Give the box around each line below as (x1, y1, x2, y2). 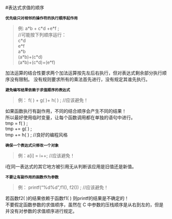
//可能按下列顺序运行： (17, 32, 67, 37)
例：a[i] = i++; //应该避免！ (17, 153, 75, 158)
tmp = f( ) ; (5, 120, 28, 126)
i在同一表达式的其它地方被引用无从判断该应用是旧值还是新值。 (5, 164, 137, 169)
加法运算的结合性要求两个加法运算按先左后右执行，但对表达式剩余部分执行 (5, 70, 162, 76)
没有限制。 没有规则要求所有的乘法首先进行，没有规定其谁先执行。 (9, 76, 150, 82)
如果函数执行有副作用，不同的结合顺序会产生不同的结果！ (5, 108, 126, 114)
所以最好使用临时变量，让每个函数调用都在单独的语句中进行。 (5, 114, 136, 121)
